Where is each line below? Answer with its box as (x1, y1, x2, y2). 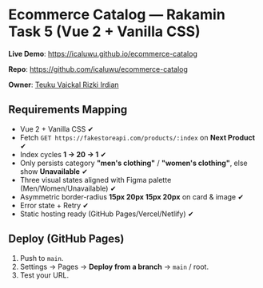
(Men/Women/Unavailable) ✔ (19, 183, 117, 193)
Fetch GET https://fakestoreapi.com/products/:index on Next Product (19, 132, 256, 142)
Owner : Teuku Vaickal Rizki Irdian (8, 80, 119, 89)
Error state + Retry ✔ (19, 200, 90, 210)
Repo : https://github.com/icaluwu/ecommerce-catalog (8, 64, 188, 73)
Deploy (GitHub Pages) (8, 232, 125, 246)
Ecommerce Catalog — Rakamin (8, 6, 225, 24)
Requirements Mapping (8, 103, 128, 116)
